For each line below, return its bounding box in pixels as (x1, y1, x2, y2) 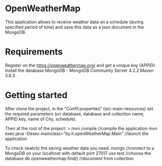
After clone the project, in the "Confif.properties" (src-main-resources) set (5, 105, 153, 112)
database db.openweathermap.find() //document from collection (5, 155, 134, 161)
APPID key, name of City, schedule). (5, 116, 77, 122)
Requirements (5, 47, 63, 57)
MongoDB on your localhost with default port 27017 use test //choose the (5, 150, 151, 156)
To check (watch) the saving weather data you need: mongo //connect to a (5, 145, 154, 151)
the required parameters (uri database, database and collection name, (5, 111, 145, 116)
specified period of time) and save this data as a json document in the (5, 24, 144, 30)
